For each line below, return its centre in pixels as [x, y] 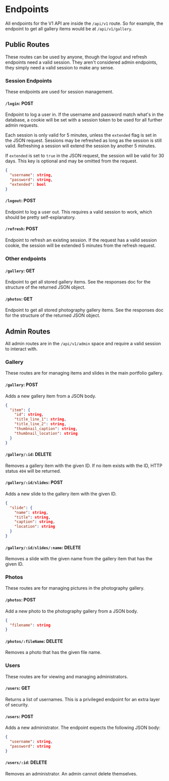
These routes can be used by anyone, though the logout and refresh [76, 57]
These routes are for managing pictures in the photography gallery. [75, 588]
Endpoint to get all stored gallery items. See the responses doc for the [78, 282]
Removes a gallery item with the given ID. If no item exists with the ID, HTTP [84, 465]
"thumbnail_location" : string [46, 433]
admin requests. [22, 126]
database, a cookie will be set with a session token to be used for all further [84, 120]
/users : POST [19, 716]
